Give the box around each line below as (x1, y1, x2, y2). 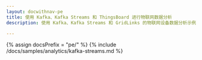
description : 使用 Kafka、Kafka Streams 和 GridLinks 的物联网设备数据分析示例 (6, 20, 197, 26)
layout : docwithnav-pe (6, 8, 63, 15)
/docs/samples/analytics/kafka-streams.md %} (6, 48, 123, 55)
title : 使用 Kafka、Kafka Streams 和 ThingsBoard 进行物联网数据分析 (6, 14, 173, 20)
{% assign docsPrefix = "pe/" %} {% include (6, 41, 117, 48)
